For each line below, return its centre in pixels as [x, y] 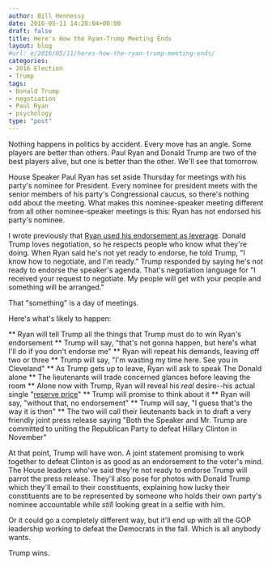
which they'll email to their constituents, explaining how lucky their [119, 487]
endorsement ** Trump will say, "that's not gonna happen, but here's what [132, 342]
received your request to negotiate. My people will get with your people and [135, 278]
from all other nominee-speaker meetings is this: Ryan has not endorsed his [135, 211]
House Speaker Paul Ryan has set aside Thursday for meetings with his [127, 177]
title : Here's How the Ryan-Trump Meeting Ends [90, 38]
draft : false [30, 31]
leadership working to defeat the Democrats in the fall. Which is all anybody [135, 528]
